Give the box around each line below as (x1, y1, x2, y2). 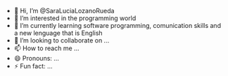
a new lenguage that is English (13, 29, 103, 37)
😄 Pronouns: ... (13, 54, 60, 62)
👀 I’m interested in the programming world (13, 14, 137, 22)
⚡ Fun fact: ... (13, 62, 53, 70)
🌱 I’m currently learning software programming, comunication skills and (13, 22, 222, 29)
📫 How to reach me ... (13, 44, 80, 52)
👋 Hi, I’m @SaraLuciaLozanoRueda (13, 7, 115, 15)
